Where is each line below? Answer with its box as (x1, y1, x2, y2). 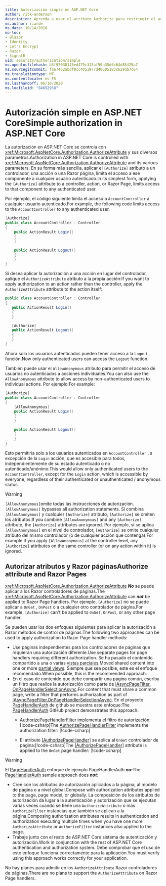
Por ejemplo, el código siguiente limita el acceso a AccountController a (5, 196, 150, 202)
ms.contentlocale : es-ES (5, 76, 56, 81)
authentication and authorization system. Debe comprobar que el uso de (12, 844, 160, 851)
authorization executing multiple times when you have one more (12, 818, 143, 824)
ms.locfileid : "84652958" (5, 85, 58, 91)
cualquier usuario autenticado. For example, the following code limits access (5, 201, 160, 207)
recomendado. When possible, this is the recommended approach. (12, 671, 147, 677)
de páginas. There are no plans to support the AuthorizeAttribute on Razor (5, 870, 158, 876)
